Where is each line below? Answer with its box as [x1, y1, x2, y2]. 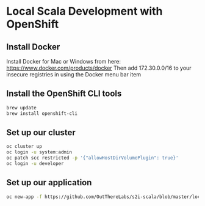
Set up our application [6, 177, 92, 188]
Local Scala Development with [6, 4, 163, 18]
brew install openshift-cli [6, 110, 78, 117]
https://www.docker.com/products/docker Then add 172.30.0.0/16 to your [6, 64, 192, 72]
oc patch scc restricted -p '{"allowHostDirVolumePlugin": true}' [6, 155, 179, 161]
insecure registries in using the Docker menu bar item [6, 71, 142, 78]
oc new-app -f [6, 194, 43, 200]
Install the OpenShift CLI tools [6, 89, 122, 99]
